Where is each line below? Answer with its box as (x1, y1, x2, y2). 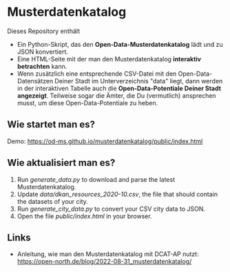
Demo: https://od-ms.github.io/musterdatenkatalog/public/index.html (7, 137, 203, 145)
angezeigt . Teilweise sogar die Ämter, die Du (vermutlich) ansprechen (17, 91, 216, 100)
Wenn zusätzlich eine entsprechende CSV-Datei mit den (17, 70, 177, 78)
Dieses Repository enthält (7, 27, 81, 35)
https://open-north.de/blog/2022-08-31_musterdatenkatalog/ (17, 258, 192, 266)
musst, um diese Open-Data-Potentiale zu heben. (17, 98, 158, 107)
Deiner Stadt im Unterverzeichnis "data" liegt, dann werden (54, 76, 223, 85)
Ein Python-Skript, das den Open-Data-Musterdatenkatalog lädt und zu (17, 40, 224, 48)
